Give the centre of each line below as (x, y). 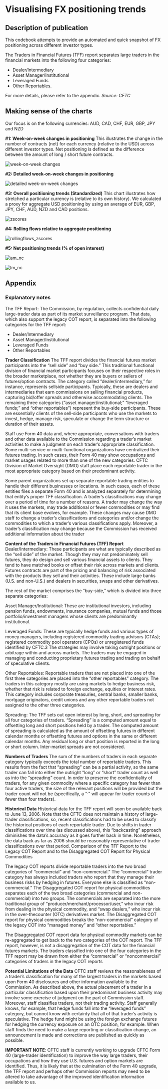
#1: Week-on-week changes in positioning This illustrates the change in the (84, 138)
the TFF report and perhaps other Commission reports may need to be (78, 1071)
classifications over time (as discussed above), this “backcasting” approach (83, 830)
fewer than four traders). (30, 799)
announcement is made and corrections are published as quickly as (75, 1035)
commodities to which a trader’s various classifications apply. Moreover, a (81, 523)
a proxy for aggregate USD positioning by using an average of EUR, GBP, (80, 204)
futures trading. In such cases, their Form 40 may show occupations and (80, 455)
